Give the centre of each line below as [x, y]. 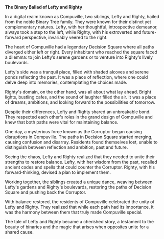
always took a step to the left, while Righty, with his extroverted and [73, 32]
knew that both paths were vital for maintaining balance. [62, 122]
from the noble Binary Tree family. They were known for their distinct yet [78, 22]
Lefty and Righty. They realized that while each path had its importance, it [80, 207]
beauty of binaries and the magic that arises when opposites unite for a [77, 227]
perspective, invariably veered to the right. [65, 37]
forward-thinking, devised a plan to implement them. [58, 172]
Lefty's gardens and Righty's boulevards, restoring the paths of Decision [78, 187]
